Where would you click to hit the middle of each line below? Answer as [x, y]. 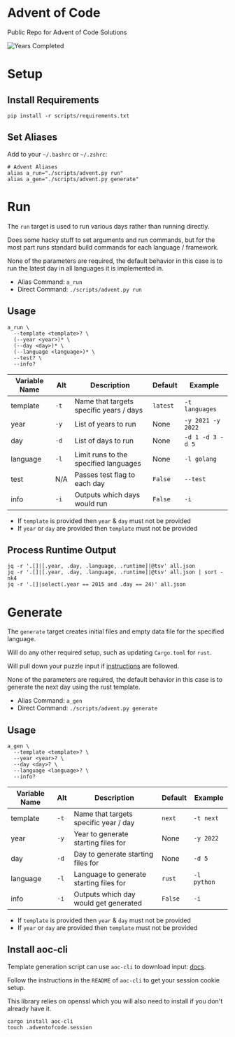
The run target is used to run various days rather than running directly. [108, 226]
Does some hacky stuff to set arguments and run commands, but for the [111, 240]
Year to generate [101, 834]
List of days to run [104, 441]
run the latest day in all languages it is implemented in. [85, 268]
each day [90, 483]
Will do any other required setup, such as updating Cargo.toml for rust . [109, 652]
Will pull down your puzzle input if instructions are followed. [93, 666]
